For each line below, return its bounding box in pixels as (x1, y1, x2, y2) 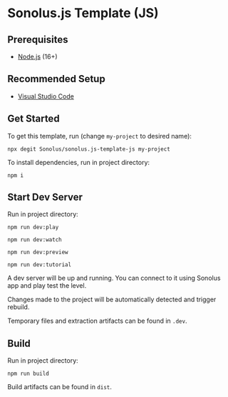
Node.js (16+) (17, 52, 58, 61)
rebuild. (7, 303, 30, 311)
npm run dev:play (7, 223, 59, 231)
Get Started (7, 113, 60, 125)
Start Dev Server (7, 191, 83, 203)
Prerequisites (7, 34, 68, 46)
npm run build (7, 370, 50, 378)
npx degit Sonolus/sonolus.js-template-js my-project (7, 145, 171, 153)
